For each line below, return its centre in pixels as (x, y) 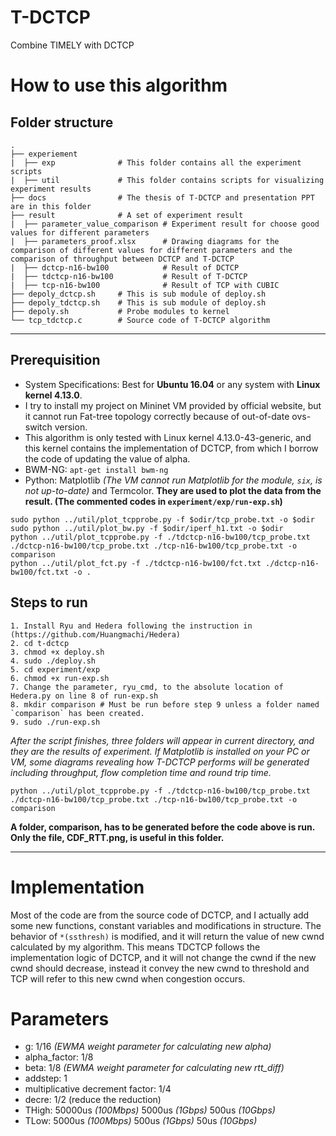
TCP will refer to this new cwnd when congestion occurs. (128, 978)
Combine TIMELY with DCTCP (72, 45)
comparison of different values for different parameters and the (151, 250)
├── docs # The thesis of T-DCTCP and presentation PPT (162, 197)
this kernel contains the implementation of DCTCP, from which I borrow (171, 448)
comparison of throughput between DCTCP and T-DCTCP (122, 259)
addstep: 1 (46, 1078)
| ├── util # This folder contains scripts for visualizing (167, 180)
